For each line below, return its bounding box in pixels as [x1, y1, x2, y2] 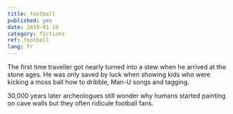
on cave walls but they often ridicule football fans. [7, 99, 154, 107]
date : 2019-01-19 [7, 23, 59, 30]
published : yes [7, 17, 53, 24]
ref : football [7, 37, 50, 44]
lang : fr [7, 43, 33, 50]
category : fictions [7, 30, 66, 38]
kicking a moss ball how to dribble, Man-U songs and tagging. [7, 78, 190, 86]
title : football [7, 10, 56, 18]
